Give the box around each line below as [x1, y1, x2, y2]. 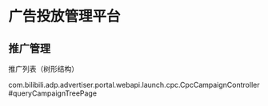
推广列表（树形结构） [8, 65, 78, 73]
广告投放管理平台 [8, 7, 122, 26]
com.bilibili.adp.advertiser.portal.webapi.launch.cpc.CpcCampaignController [8, 80, 260, 89]
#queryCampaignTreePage [8, 88, 98, 98]
